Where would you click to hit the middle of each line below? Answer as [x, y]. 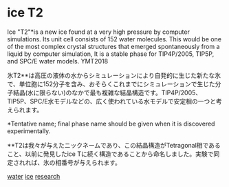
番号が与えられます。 [91, 162]
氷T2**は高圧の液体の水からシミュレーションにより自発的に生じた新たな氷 [114, 75]
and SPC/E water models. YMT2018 [58, 61]
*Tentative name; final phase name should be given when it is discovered [111, 124]
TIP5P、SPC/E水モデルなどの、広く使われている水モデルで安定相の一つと [112, 101]
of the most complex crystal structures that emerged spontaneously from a [113, 46]
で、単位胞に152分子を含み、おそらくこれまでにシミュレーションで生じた [111, 83]
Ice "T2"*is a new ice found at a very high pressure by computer [99, 32]
